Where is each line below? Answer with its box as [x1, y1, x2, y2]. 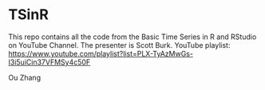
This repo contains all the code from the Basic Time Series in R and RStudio [8, 32, 257, 41]
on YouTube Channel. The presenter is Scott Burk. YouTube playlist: [8, 40, 231, 49]
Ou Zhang [8, 72, 42, 82]
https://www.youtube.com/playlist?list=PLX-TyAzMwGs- [8, 49, 194, 58]
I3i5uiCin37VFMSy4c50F [8, 57, 91, 67]
